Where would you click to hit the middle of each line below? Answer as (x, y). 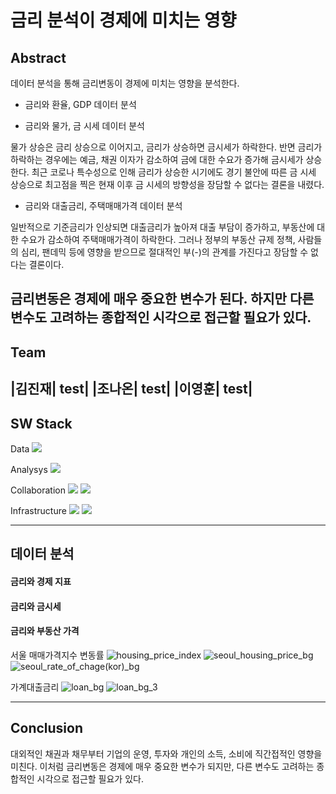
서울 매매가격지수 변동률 (57, 655)
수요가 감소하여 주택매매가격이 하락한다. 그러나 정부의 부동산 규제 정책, (158, 239)
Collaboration (38, 490)
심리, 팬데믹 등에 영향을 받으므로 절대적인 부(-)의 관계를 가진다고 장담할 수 (164, 252)
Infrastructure (38, 510)
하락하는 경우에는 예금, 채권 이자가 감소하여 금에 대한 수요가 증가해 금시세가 (157, 159)
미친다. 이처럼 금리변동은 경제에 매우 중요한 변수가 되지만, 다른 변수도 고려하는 (162, 766)
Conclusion (47, 728)
